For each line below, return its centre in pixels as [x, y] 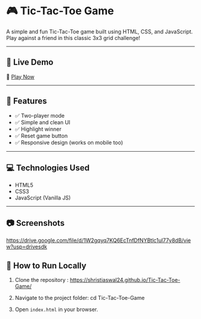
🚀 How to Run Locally [46, 266]
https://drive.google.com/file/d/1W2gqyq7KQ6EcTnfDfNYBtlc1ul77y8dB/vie [99, 240]
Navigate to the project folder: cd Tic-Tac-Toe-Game [80, 298]
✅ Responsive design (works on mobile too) [69, 142]
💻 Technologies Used [48, 168]
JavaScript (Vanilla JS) [43, 198]
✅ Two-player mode [39, 115]
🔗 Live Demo [30, 62]
